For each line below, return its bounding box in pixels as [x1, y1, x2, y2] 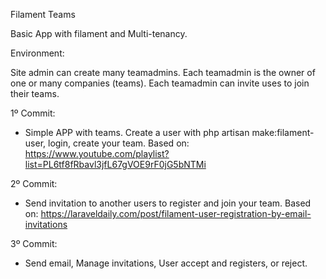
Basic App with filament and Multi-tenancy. [10, 28, 188, 39]
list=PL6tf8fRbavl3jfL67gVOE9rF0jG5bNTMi [24, 159, 207, 170]
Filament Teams [10, 9, 76, 20]
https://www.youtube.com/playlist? [24, 148, 170, 159]
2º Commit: [10, 178, 58, 189]
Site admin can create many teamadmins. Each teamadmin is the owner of [10, 67, 316, 78]
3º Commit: [10, 238, 58, 249]
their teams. [10, 88, 60, 99]
